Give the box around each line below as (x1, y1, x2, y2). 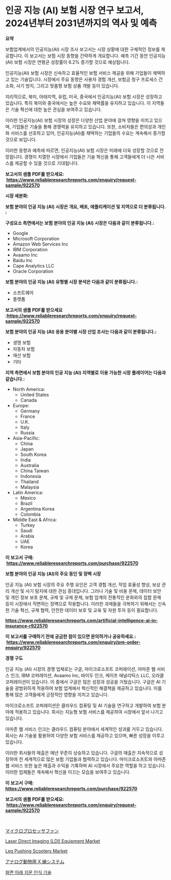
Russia (20, 429, 35, 435)
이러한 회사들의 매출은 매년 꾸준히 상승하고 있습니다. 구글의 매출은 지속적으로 (5, 750, 158, 756)
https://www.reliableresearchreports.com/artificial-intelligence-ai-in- (5, 617, 158, 623)
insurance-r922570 (5, 623, 48, 629)
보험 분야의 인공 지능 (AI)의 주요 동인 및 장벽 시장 (5, 570, 101, 577)
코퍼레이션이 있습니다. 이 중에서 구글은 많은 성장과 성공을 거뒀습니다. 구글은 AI (5, 678, 161, 685)
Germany (20, 408, 40, 414)
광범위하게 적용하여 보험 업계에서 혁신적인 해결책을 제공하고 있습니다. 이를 (14, 685, 162, 691)
